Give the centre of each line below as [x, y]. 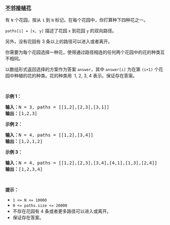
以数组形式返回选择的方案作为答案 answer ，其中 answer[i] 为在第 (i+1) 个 [82, 69]
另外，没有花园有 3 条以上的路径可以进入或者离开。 [59, 42]
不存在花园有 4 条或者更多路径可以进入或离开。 [62, 211]
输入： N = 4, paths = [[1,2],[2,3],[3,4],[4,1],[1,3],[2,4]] [81, 163]
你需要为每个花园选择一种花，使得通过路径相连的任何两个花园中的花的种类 [83, 52]
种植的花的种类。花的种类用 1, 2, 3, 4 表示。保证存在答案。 [76, 76]
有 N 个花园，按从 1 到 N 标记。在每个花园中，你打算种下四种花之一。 [77, 20]
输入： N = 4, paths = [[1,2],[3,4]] [49, 135]
